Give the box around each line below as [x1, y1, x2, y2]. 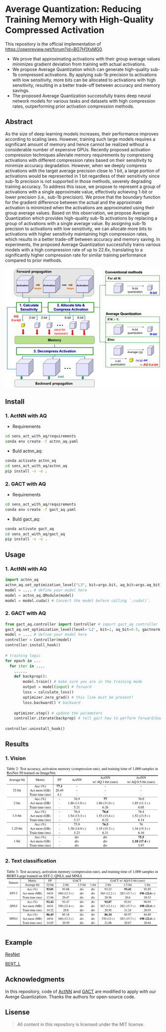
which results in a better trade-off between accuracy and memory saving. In [5, 236, 161, 242]
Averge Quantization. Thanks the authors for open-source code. [5, 993, 136, 1000]
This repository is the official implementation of [5, 41, 101, 47]
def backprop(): [14, 674, 48, 679]
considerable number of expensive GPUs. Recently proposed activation [5, 146, 151, 152]
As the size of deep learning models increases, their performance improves [5, 130, 159, 137]
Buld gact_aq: [12, 516, 41, 522]
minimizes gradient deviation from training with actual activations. [12, 61, 147, 67]
